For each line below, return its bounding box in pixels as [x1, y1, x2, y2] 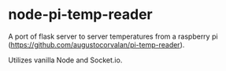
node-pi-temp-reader [8, 6, 153, 24]
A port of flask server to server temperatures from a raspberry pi [8, 32, 218, 41]
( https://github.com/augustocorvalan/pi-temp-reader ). [8, 39, 185, 49]
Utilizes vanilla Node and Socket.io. [8, 55, 123, 65]
